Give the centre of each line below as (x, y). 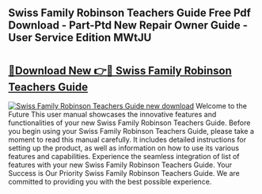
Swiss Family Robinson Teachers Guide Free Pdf (130, 13)
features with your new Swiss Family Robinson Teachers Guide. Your (120, 165)
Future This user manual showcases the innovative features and (112, 114)
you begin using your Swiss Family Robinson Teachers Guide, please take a (131, 131)
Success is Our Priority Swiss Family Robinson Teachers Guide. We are (124, 173)
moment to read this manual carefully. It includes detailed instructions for (127, 139)
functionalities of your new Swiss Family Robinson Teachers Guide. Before (129, 123)
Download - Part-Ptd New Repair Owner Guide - (128, 26)
